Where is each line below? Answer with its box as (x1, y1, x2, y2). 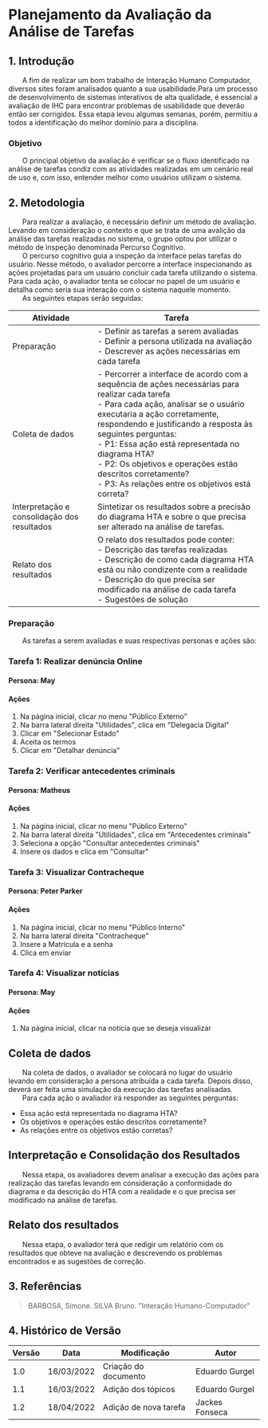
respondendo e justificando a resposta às (97, 419, 253, 430)
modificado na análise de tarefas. (8, 1195, 118, 1205)
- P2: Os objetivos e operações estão (97, 459, 238, 470)
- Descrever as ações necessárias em (97, 345, 241, 357)
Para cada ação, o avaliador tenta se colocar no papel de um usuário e (8, 277, 241, 286)
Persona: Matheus (8, 785, 71, 795)
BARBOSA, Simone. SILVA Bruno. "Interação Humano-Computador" (27, 1300, 250, 1310)
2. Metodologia (8, 195, 85, 209)
